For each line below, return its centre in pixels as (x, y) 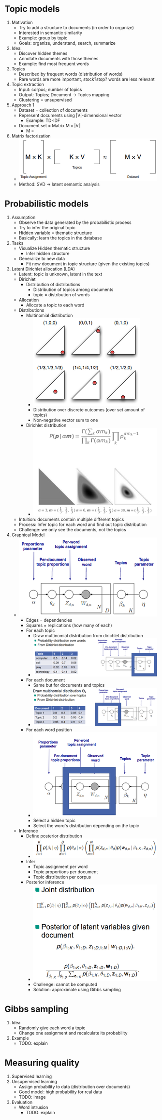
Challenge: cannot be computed (65, 984)
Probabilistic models (47, 204)
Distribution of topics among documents (73, 289)
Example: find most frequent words (54, 64)
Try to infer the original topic (47, 227)
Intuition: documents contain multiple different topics (71, 519)
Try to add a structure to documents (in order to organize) (76, 27)
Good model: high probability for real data (60, 1092)
